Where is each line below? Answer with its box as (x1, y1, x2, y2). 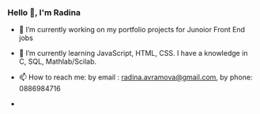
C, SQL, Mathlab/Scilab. (18, 57, 97, 66)
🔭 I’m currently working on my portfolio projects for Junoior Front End (18, 25, 246, 35)
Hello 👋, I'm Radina (7, 7, 81, 18)
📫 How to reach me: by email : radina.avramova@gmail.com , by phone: (18, 72, 253, 82)
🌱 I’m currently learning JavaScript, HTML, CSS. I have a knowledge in (18, 49, 248, 58)
